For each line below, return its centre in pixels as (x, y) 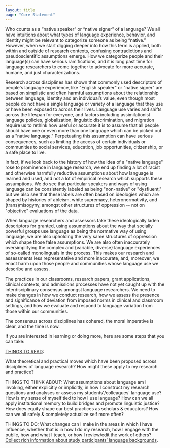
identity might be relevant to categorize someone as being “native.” (76, 40)
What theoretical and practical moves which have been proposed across (81, 361)
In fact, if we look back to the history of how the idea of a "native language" (84, 162)
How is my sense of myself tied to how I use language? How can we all (79, 398)
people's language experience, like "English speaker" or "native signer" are (84, 87)
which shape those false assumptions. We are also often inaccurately (78, 242)
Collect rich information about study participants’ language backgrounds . (82, 440)
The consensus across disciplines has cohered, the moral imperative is (79, 321)
